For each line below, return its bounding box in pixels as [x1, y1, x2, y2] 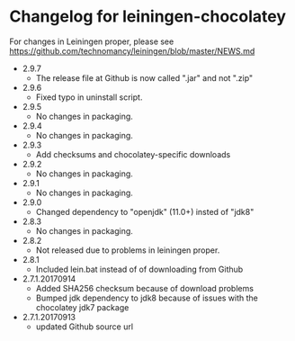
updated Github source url [35, 321, 133, 332]
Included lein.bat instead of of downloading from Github [35, 264, 244, 274]
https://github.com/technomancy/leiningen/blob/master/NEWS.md [9, 45, 255, 56]
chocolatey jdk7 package [35, 301, 130, 312]
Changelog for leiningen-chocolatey [9, 6, 286, 27]
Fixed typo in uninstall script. [35, 92, 143, 103]
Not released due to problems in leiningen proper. [35, 245, 220, 256]
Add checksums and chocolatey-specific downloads [35, 148, 231, 159]
